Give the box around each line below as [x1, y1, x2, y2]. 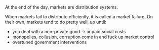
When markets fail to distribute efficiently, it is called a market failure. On [5, 14, 153, 19]
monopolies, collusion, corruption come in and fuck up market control [12, 34, 155, 40]
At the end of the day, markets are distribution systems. [5, 4, 118, 10]
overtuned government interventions [12, 39, 87, 45]
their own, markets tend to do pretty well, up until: [5, 19, 107, 25]
